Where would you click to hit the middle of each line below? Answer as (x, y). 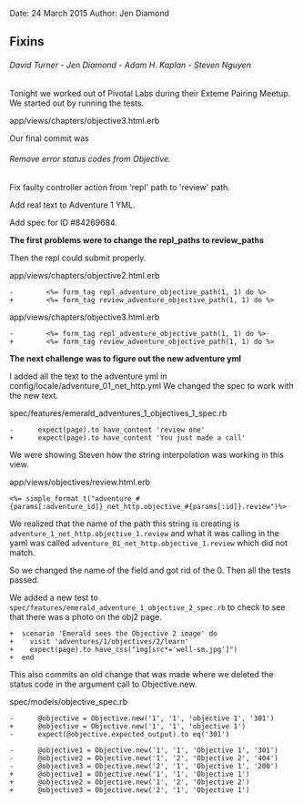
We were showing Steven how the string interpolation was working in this (147, 454)
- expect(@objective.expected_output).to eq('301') (120, 734)
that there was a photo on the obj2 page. (86, 616)
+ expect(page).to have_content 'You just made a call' (128, 438)
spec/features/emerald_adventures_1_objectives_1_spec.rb (118, 412)
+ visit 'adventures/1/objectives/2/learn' (99, 641)
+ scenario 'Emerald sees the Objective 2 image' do (114, 633)
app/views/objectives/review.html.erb (80, 482)
